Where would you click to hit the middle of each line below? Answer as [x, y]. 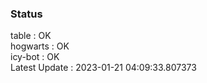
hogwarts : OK [40, 46]
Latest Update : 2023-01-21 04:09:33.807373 [103, 68]
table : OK [31, 36]
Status [26, 14]
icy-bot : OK [35, 57]
